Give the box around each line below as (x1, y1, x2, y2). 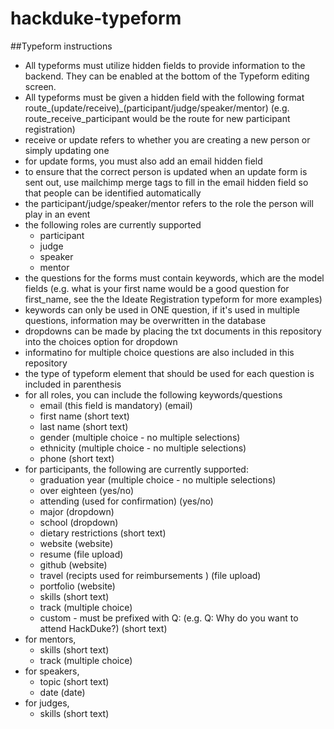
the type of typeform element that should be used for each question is (24, 367, 315, 379)
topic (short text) (39, 675, 110, 687)
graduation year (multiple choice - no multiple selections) (39, 473, 277, 486)
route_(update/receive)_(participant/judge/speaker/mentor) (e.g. (24, 102, 290, 114)
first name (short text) (39, 410, 130, 422)
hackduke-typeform (10, 7, 182, 30)
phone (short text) (39, 452, 115, 464)
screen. (24, 80, 57, 92)
